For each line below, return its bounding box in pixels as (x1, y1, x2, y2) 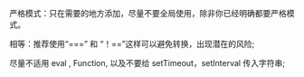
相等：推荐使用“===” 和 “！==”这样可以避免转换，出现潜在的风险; (9, 39, 255, 49)
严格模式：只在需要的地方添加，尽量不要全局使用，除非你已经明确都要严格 (9, 8, 287, 18)
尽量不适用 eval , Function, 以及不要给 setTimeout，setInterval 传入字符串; (9, 58, 285, 68)
